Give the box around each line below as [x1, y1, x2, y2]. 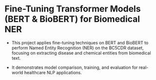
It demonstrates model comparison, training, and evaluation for [11, 64, 138, 70]
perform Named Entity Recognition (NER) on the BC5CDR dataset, [11, 45, 144, 51]
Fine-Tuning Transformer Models [4, 3, 141, 14]
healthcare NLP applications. [24, 69, 82, 75]
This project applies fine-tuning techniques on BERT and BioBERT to [11, 40, 149, 45]
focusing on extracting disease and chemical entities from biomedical [11, 50, 151, 56]
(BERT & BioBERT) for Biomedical [4, 13, 140, 25]
